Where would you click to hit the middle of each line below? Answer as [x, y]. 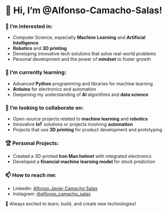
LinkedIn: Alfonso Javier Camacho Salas [55, 188]
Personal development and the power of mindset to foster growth [82, 59]
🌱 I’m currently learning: [36, 73]
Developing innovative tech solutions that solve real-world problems [84, 54]
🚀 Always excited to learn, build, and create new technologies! [71, 203]
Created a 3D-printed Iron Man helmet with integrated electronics [82, 156]
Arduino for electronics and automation [54, 89]
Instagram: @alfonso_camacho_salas [52, 194]
